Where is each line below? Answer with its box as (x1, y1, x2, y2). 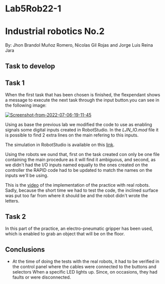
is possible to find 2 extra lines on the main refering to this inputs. (5, 132, 139, 138)
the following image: (5, 102, 47, 108)
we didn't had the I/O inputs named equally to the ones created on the (5, 162, 148, 168)
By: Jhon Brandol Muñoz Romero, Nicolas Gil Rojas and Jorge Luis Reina (5, 42, 153, 48)
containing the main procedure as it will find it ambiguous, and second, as (5, 157, 156, 163)
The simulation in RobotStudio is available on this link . (5, 142, 115, 148)
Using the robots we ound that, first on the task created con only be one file (5, 151, 160, 157)
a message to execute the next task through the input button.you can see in (5, 97, 160, 103)
